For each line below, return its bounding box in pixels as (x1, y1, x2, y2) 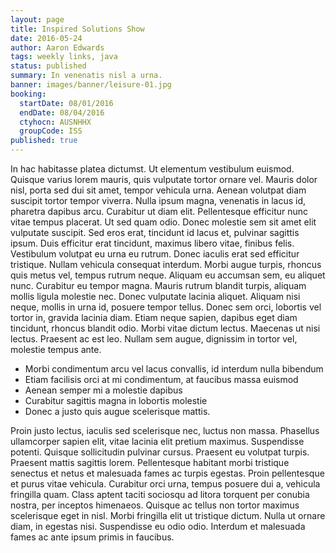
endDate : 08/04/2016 (19, 107, 105, 118)
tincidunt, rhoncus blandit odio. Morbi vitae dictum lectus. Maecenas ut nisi (10, 322, 321, 334)
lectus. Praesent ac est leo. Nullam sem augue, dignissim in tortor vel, (10, 333, 298, 345)
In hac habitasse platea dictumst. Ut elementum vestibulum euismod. (10, 163, 295, 175)
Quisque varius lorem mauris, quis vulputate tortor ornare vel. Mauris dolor (10, 174, 318, 185)
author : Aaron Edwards (10, 42, 105, 53)
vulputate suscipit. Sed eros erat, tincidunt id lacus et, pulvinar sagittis (10, 227, 300, 238)
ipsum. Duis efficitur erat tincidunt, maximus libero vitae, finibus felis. (10, 237, 295, 249)
